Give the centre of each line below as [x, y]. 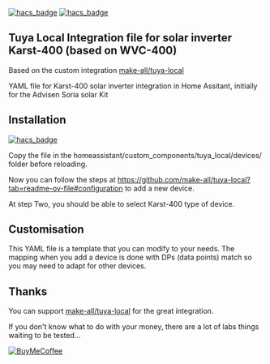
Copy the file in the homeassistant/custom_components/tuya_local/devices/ [135, 155]
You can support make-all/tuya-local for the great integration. [111, 311]
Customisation [46, 230]
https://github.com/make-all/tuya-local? [184, 179]
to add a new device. [159, 188]
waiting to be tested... [45, 336]
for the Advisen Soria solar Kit [58, 94]
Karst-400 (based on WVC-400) [93, 51]
